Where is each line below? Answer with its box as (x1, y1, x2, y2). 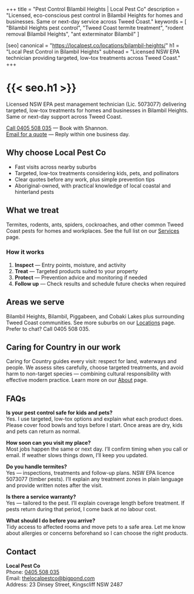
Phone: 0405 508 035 (6, 569, 60, 576)
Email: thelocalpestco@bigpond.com (6, 575, 95, 582)
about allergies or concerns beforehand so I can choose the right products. (6, 529, 188, 537)
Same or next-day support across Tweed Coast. (6, 113, 122, 120)
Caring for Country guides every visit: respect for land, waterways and (6, 358, 177, 365)
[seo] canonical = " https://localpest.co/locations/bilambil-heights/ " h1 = (6, 42, 179, 49)
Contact (6, 546, 36, 556)
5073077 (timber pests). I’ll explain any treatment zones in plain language (6, 476, 184, 483)
